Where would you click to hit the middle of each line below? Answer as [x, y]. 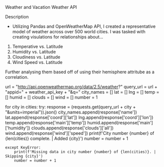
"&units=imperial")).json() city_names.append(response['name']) [71, 112]
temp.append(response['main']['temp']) [46, 123]
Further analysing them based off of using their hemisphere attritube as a [80, 72]
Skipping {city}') [24, 156]
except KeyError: [23, 148]
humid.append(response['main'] [120, 123]
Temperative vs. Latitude [38, 46]
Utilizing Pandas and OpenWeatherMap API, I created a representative [84, 26]
